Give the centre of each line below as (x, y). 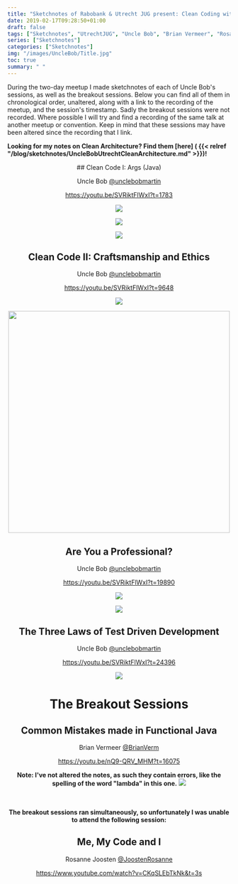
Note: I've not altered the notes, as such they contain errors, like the (119, 775)
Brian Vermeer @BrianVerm (119, 748)
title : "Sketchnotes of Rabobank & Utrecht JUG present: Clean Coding (114, 14)
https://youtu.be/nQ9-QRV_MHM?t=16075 (119, 761)
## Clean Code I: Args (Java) (119, 167)
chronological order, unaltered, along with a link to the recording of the (110, 102)
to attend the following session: (119, 820)
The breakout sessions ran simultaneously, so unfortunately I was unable (119, 812)
